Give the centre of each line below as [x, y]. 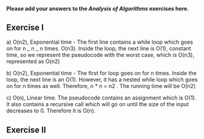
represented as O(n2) [33, 61]
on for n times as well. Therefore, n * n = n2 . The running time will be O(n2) [101, 86]
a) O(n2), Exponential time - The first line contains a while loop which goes [100, 42]
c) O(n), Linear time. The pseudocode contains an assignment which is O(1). [101, 98]
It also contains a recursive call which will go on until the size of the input [98, 104]
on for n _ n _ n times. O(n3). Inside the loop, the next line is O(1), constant [99, 49]
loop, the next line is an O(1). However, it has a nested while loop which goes [102, 80]
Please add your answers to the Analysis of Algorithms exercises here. [98, 8]
